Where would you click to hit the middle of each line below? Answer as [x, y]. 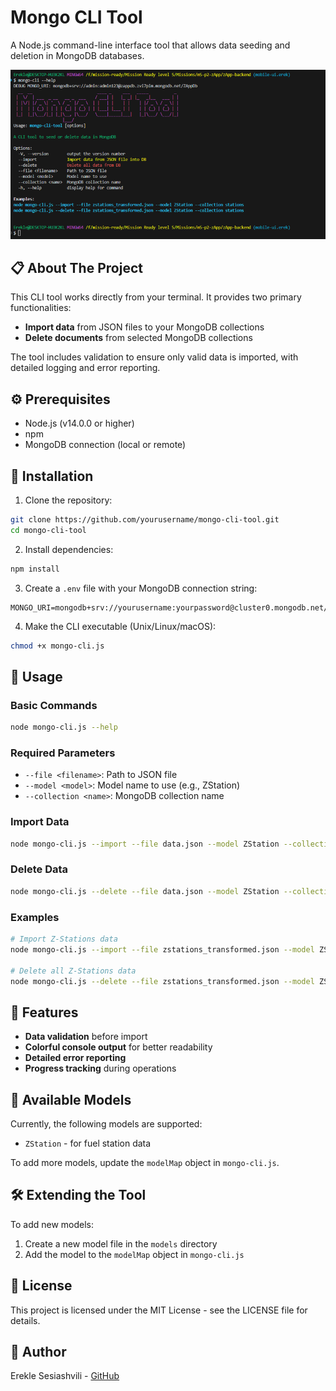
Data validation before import [86, 1037]
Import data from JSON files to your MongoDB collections [144, 327]
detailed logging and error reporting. [85, 368]
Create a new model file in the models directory [121, 1243]
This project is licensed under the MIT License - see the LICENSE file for [159, 1310]
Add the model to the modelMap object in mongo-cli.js [134, 1254]
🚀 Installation [52, 476]
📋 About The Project [76, 267]
